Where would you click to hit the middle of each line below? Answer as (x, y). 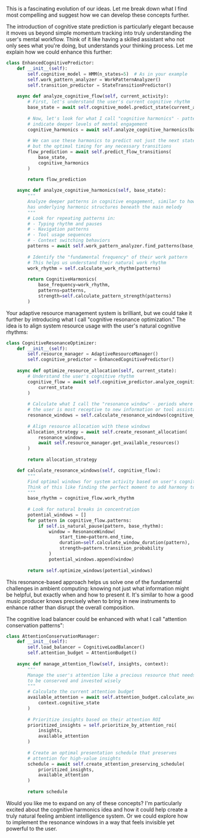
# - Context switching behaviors (69, 241)
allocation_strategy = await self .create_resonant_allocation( (107, 432)
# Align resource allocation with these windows (89, 426)
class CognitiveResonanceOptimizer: (51, 343)
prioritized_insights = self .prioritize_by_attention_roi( (102, 725)
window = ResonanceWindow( (82, 531)
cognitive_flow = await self (64, 382)
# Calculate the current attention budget (81, 692)
